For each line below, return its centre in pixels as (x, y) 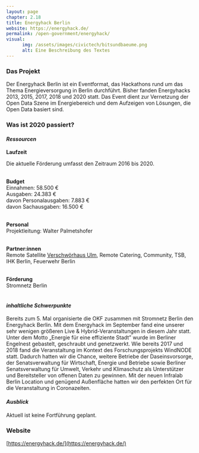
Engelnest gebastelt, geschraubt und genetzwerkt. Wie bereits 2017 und (94, 344)
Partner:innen (24, 249)
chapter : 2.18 (24, 17)
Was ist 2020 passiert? (40, 124)
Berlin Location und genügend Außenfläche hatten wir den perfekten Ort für (99, 382)
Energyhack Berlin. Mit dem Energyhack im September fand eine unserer (95, 325)
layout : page (22, 12)
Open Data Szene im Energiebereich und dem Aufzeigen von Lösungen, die (99, 103)
